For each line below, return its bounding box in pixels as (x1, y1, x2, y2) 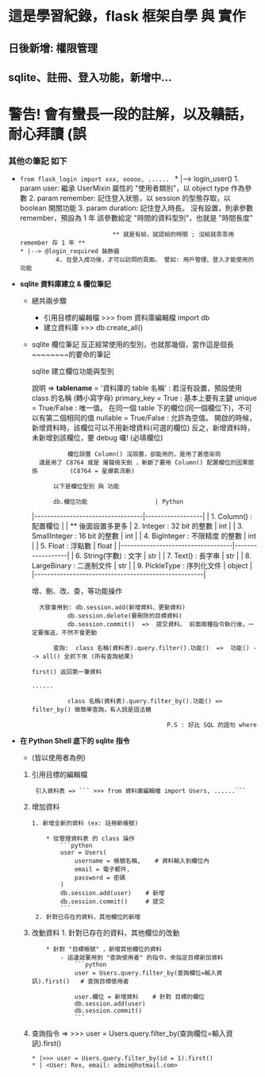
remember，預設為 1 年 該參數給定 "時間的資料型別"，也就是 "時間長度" (19, 213, 254, 223)
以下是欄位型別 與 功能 (52, 483, 120, 490)
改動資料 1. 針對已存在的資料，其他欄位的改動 (31, 928, 180, 937)
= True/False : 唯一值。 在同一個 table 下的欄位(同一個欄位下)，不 (31, 403, 246, 413)
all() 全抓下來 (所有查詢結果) (42, 652, 134, 661)
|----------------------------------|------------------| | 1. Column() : (31, 512, 252, 521)
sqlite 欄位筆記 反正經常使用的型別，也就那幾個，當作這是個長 (31, 340, 234, 349)
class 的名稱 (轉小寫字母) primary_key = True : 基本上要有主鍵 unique (31, 394, 258, 403)
